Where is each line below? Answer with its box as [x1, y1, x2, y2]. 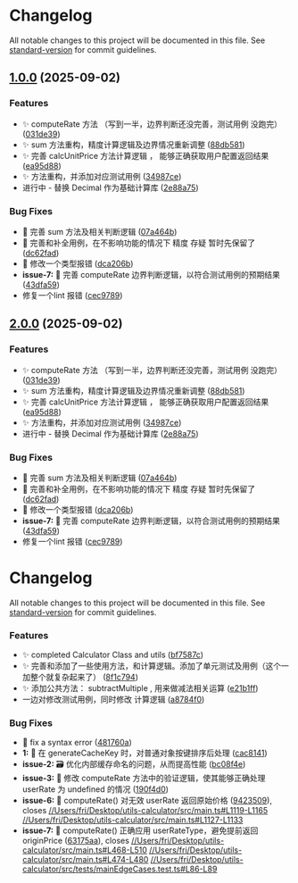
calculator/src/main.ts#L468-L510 [21, 845, 147, 855]
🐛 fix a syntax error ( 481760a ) [21, 737, 132, 748]
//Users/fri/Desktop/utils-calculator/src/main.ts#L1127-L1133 [21, 814, 244, 826]
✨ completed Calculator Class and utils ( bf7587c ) [21, 649, 203, 661]
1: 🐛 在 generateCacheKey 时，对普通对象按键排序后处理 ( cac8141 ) [21, 747, 268, 759]
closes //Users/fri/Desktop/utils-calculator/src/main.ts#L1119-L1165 [21, 805, 269, 816]
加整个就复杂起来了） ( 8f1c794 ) [21, 671, 138, 683]
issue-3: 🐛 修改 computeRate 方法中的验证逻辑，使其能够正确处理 [21, 773, 266, 784]
